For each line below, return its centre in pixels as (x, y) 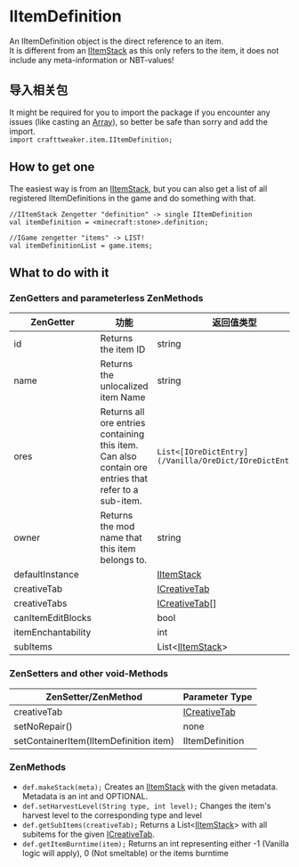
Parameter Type (218, 697)
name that (121, 538)
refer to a (119, 490)
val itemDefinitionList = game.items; (81, 245)
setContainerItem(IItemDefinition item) (94, 740)
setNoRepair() (43, 726)
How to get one (52, 167)
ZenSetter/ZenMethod (94, 697)
